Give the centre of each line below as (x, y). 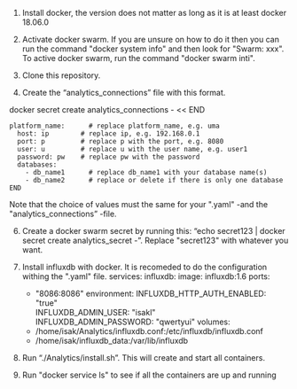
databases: (37, 165)
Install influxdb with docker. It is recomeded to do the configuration (145, 267)
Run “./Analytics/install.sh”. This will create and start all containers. (144, 358)
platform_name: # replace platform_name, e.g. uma (114, 126)
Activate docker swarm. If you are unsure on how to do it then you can (150, 39)
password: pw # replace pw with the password (109, 157)
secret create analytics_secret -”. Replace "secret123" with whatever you (155, 240)
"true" (46, 303)
